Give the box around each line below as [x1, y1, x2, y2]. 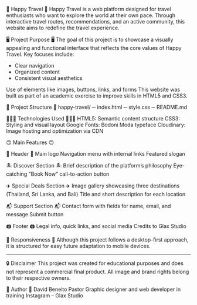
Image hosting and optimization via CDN [6, 128, 104, 135]
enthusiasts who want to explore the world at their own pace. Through [6, 12, 176, 19]
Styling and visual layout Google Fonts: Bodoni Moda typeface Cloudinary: [6, 121, 186, 128]
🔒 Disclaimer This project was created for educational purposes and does [6, 260, 184, 267]
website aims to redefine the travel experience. [6, 24, 120, 31]
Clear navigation [14, 62, 55, 69]
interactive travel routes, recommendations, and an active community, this [6, 18, 185, 25]
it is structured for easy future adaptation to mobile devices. [6, 243, 151, 249]
